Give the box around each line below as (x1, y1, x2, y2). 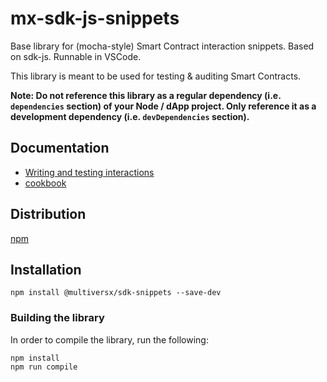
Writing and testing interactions (24, 166, 155, 178)
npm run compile (10, 362, 78, 372)
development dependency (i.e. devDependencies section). (10, 110, 250, 122)
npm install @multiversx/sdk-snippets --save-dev (10, 288, 222, 298)
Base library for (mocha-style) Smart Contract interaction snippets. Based (10, 40, 315, 52)
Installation (10, 261, 82, 278)
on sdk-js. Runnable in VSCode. (10, 50, 142, 62)
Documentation (10, 140, 110, 157)
